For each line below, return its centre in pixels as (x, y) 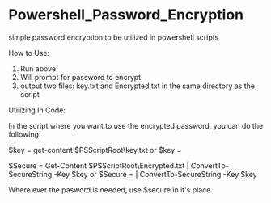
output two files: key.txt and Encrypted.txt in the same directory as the (137, 86)
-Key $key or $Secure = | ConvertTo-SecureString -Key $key (155, 174)
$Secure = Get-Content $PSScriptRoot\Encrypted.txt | (99, 165)
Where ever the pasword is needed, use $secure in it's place (110, 190)
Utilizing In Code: (37, 110)
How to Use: (29, 53)
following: (25, 134)
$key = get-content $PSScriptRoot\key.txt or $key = (95, 150)
